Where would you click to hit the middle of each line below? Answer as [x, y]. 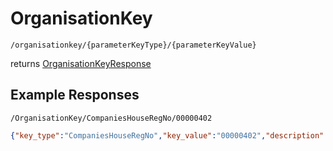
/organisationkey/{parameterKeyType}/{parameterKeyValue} [133, 45]
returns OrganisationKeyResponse [81, 63]
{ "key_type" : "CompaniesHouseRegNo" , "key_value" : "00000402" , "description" [167, 135]
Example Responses [75, 95]
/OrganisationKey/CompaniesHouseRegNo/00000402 [111, 118]
